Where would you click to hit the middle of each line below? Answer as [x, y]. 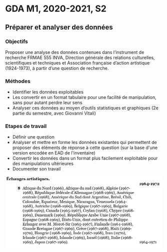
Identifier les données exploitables [48, 92]
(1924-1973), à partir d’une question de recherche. [57, 68]
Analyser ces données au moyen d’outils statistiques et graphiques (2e [85, 108]
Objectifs [17, 41]
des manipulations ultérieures [43, 163]
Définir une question [33, 137]
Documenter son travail [36, 169]
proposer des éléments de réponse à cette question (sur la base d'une [85, 147]
